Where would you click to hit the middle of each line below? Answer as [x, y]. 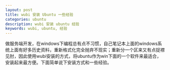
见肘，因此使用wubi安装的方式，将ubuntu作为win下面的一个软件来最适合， [83, 56]
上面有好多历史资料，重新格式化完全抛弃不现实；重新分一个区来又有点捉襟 [87, 50]
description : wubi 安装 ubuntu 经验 [42, 24]
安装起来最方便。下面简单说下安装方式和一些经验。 [58, 62]
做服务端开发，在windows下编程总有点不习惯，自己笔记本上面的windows [81, 44]
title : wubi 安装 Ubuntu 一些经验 [39, 15]
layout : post [19, 10]
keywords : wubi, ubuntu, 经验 [36, 29]
